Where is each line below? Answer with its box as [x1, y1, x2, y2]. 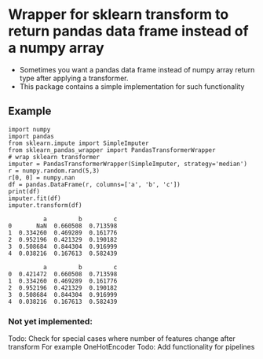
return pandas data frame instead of [8, 22, 249, 40]
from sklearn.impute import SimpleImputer [8, 139, 149, 147]
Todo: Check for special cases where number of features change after [8, 334, 236, 343]
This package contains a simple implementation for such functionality [19, 81, 245, 91]
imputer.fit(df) [8, 194, 61, 202]
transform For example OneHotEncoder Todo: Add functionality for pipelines [8, 342, 255, 352]
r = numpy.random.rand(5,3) [8, 167, 100, 175]
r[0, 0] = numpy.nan [8, 173, 76, 182]
